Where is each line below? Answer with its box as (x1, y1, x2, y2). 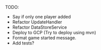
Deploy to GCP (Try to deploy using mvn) (12, 30, 97, 35)
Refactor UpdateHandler (12, 19, 62, 25)
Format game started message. (12, 35, 77, 41)
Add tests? (12, 40, 35, 46)
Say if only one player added (12, 14, 71, 19)
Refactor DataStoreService (12, 24, 67, 30)
